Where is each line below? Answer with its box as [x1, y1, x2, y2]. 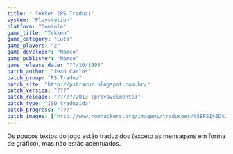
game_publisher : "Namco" [7, 55, 79, 62]
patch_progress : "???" [7, 106, 73, 113]
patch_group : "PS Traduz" [7, 74, 82, 81]
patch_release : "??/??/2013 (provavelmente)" [7, 94, 141, 101]
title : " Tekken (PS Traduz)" [7, 10, 95, 17]
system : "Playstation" [7, 17, 73, 23]
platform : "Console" [7, 23, 67, 30]
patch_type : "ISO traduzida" [7, 100, 92, 107]
